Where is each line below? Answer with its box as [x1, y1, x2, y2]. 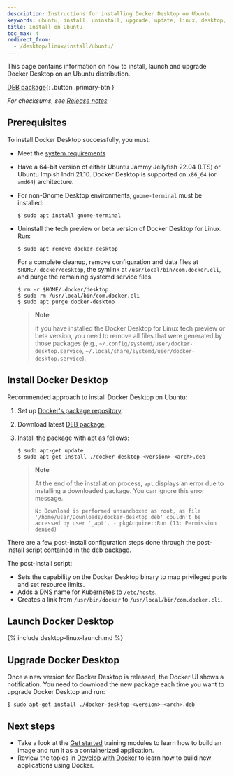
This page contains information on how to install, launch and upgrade [7, 62, 207, 70]
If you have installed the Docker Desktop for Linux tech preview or [34, 324, 226, 333]
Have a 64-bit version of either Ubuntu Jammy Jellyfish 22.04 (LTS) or [17, 162, 221, 171]
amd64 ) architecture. [17, 177, 74, 186]
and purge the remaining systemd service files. [17, 272, 154, 281]
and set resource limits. [17, 580, 85, 588]
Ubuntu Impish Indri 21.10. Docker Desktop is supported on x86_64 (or [17, 169, 217, 179]
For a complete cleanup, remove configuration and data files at [17, 257, 199, 266]
